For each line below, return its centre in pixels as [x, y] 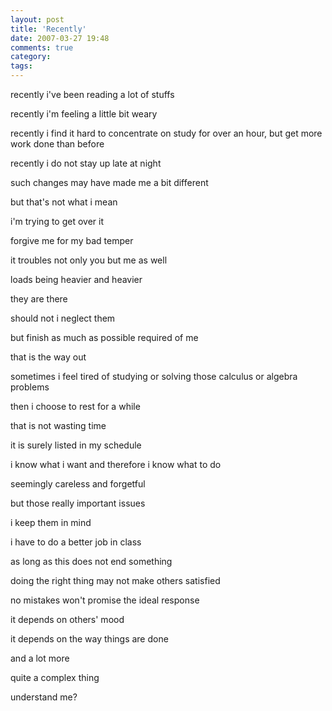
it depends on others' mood [67, 619]
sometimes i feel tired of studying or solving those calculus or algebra [154, 376]
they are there [39, 299]
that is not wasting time [58, 425]
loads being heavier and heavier [76, 279]
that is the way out [48, 357]
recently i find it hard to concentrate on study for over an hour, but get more [166, 133]
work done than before [57, 144]
